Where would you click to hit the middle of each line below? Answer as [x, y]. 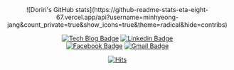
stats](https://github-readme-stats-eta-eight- [142, 10]
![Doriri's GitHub [50, 10]
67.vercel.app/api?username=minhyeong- [117, 17]
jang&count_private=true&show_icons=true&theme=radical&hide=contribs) [117, 25]
